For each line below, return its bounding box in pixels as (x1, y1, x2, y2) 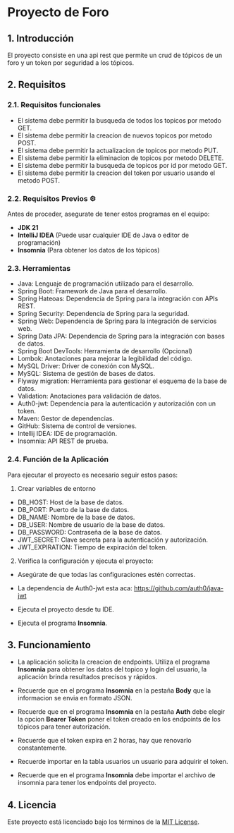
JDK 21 (17, 223, 39, 231)
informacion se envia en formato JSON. (17, 694, 133, 703)
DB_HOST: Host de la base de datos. (17, 498, 125, 506)
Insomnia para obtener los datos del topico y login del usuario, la (17, 665, 207, 674)
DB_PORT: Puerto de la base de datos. (17, 505, 129, 513)
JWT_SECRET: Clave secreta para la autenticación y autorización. (17, 535, 208, 544)
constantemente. (17, 743, 67, 752)
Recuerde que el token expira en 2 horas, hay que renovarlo (17, 736, 192, 745)
